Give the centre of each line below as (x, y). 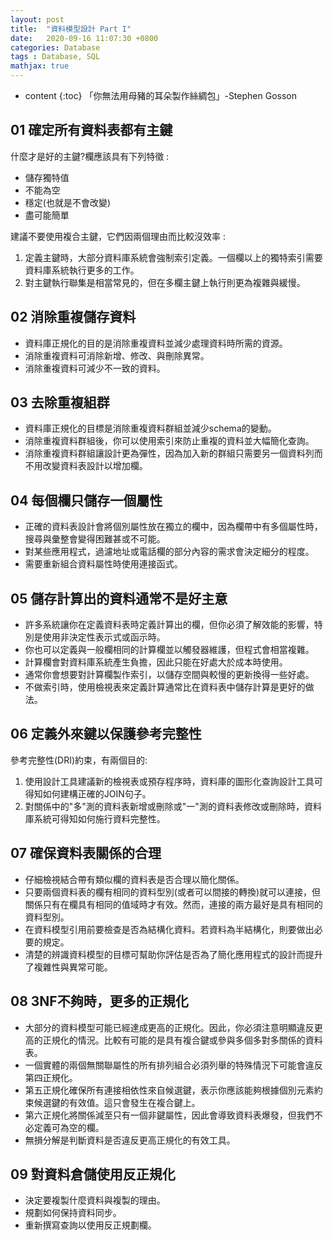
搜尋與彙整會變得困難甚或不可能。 (95, 539)
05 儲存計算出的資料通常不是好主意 (119, 598)
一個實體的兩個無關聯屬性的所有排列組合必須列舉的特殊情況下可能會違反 (173, 1065)
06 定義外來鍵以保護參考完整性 (106, 734)
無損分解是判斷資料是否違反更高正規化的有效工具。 (130, 1140)
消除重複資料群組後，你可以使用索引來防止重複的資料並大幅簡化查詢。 (169, 441)
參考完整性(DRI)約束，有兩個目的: (79, 760)
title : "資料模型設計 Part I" (71, 29)
